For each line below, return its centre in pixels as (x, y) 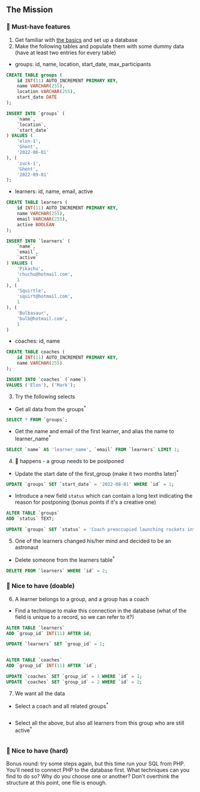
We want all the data (40, 693)
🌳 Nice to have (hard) (37, 751)
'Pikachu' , (30, 269)
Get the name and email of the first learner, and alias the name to (94, 432)
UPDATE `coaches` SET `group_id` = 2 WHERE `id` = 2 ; (74, 682)
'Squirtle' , (32, 291)
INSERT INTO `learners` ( (38, 241)
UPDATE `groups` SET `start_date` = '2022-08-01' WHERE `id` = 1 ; (90, 485)
